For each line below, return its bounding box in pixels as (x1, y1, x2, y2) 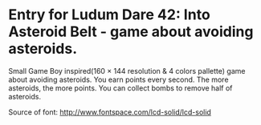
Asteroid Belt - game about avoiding (8, 22, 254, 41)
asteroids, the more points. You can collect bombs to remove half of (8, 83, 233, 93)
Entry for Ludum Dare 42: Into (8, 6, 210, 24)
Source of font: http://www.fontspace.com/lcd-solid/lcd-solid (8, 107, 211, 117)
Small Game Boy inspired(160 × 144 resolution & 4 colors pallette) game (8, 66, 246, 75)
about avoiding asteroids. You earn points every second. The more (8, 75, 229, 84)
